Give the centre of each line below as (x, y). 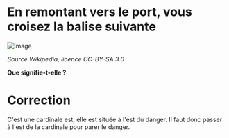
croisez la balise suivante (82, 27)
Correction (39, 100)
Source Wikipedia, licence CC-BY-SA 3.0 (66, 59)
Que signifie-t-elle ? (37, 72)
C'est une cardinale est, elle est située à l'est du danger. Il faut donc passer (115, 119)
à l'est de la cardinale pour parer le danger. (69, 127)
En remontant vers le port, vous (100, 12)
